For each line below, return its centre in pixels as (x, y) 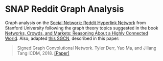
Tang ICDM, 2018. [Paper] (43, 53)
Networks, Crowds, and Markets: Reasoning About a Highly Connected (77, 33)
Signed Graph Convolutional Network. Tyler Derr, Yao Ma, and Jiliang (87, 48)
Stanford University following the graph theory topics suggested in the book (82, 28)
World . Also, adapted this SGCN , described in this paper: (62, 38)
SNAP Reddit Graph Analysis (65, 9)
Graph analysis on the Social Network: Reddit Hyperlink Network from (75, 23)
